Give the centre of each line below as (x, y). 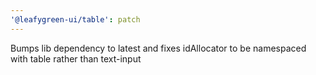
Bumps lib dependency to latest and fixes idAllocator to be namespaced (158, 48)
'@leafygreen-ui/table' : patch (75, 19)
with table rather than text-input (76, 58)
